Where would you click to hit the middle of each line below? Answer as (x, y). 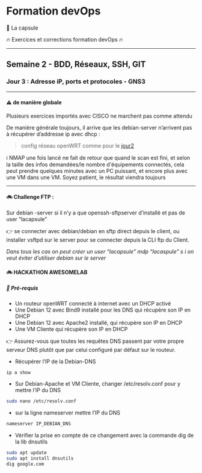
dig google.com (25, 464)
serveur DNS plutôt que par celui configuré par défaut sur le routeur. (91, 349)
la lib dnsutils (31, 442)
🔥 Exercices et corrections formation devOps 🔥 (65, 39)
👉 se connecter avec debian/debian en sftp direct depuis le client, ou (93, 231)
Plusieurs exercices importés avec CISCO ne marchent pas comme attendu (99, 116)
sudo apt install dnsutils (40, 459)
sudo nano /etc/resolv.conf (41, 401)
